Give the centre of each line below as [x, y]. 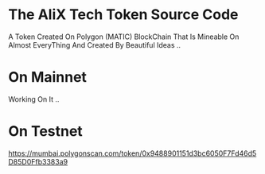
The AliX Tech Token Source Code [123, 15]
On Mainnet [48, 77]
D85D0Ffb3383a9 [38, 161]
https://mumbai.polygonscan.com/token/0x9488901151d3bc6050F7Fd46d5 [132, 153]
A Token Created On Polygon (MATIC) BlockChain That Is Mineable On [124, 37]
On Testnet [46, 131]
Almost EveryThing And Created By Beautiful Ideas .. [95, 44]
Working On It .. [34, 99]
